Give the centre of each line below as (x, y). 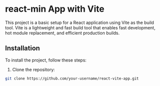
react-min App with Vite (55, 9)
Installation (23, 48)
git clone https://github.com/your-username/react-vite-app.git (72, 78)
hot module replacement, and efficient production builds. (62, 33)
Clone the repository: (34, 69)
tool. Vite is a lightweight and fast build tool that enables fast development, (80, 27)
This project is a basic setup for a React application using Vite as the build (80, 22)
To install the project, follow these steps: (46, 60)
